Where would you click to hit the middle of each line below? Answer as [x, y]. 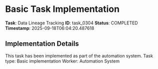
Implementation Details [42, 44]
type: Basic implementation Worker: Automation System [63, 61]
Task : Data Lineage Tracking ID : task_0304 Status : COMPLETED [72, 23]
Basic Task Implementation [62, 9]
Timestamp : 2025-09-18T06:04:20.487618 [50, 28]
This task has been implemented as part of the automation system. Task [79, 56]
